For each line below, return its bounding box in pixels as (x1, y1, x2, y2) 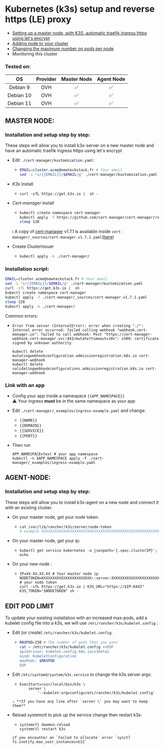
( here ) (102, 234, 115, 240)
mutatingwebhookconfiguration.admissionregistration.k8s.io (12, 353, 137, 358)
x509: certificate (121, 336, 159, 341)
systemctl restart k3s (19, 726, 66, 732)
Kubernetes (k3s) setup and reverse (5, 3, 155, 15)
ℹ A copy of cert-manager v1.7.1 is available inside (12, 229, 111, 235)
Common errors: (5, 313, 38, 319)
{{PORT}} (19, 434, 38, 438)
